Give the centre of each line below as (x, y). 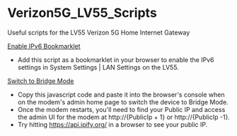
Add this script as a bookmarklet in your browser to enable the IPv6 (116, 60)
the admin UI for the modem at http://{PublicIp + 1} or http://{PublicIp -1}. (123, 117)
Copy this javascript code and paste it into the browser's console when (121, 94)
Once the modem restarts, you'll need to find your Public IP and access (121, 109)
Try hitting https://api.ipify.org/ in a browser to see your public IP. (112, 124)
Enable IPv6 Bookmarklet (44, 46)
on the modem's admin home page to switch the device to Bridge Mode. (123, 102)
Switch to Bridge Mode (41, 81)
